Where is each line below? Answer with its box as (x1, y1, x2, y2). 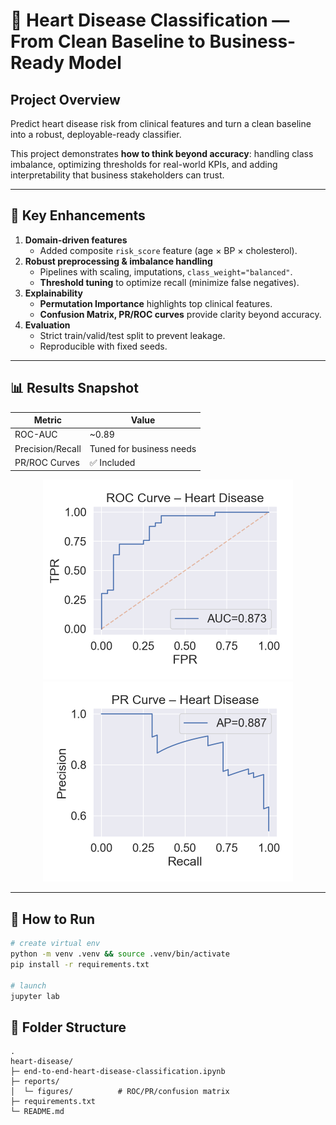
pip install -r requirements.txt (10, 959, 150, 969)
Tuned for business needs (89, 442, 197, 454)
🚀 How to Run (10, 910, 96, 928)
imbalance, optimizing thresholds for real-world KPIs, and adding (10, 159, 278, 170)
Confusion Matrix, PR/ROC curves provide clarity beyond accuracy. (39, 308, 322, 320)
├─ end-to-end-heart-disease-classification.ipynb (10, 1067, 226, 1077)
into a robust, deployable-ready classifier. (10, 129, 182, 140)
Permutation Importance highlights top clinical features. (39, 297, 273, 309)
